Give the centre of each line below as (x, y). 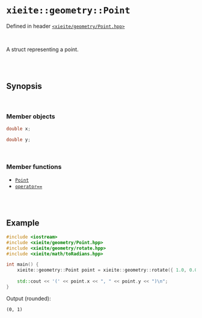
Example (23, 223)
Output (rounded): (29, 298)
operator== (29, 187)
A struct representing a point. (43, 49)
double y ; (19, 139)
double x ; (19, 129)
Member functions (34, 167)
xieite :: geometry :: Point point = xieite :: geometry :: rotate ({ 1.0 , (102, 270)
